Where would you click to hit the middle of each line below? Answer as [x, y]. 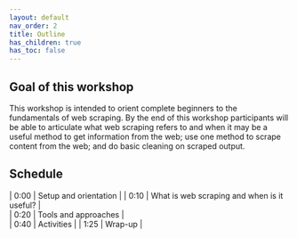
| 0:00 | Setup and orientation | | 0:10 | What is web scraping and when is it [146, 195]
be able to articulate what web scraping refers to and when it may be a [139, 127]
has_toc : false [37, 51]
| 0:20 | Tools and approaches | [67, 214]
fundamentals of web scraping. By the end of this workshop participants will [149, 118]
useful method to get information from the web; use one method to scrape [145, 136]
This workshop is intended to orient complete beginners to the [123, 108]
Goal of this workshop [72, 87]
